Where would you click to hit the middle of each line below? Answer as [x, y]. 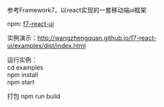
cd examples [25, 68]
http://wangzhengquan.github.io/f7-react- [97, 38]
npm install [23, 75]
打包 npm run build [34, 96]
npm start [21, 82]
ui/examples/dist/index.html [47, 46]
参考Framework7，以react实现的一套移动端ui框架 [77, 10]
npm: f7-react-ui [31, 24]
